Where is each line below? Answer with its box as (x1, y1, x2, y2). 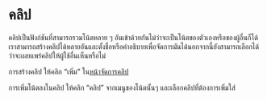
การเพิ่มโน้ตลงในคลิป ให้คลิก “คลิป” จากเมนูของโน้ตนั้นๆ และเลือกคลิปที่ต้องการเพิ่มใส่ (8, 83, 236, 92)
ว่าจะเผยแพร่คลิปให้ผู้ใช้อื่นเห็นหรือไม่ (8, 50, 106, 60)
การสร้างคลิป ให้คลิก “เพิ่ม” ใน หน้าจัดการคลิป (8, 67, 129, 76)
